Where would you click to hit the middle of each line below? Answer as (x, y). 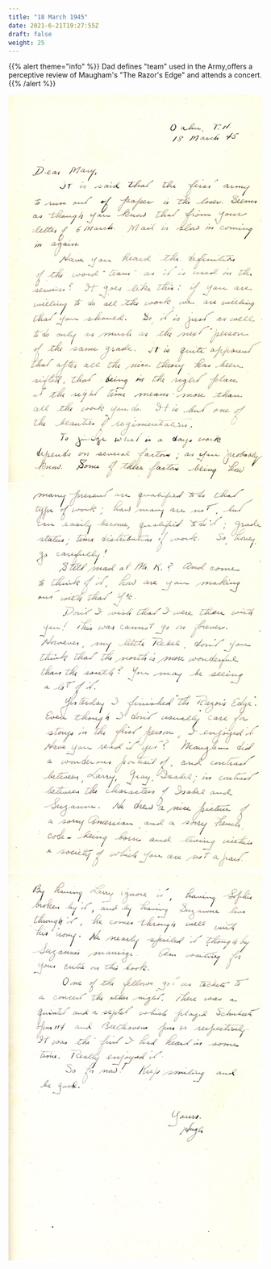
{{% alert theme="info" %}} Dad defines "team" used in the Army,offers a (131, 67)
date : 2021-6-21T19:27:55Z (54, 25)
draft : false (30, 34)
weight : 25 (27, 43)
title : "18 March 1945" (48, 17)
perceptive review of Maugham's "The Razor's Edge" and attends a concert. (135, 75)
